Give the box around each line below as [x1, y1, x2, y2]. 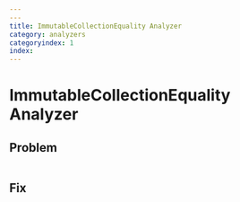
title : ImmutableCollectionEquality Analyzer [9, 22, 182, 31]
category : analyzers [9, 30, 87, 39]
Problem [9, 140, 58, 155]
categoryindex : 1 [9, 38, 74, 48]
